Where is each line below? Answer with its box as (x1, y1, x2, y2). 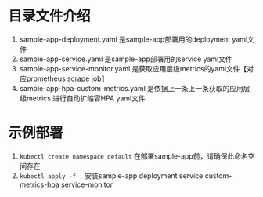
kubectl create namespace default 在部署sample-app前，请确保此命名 (19, 151, 248, 161)
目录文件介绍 (8, 7, 92, 25)
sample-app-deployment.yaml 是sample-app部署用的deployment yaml (19, 35, 248, 44)
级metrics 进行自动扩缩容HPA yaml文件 (19, 93, 146, 103)
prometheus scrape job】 (26, 74, 109, 83)
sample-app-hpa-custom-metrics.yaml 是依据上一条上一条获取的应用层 (19, 83, 250, 93)
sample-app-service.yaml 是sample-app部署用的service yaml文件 (19, 54, 232, 64)
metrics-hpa (19, 180, 60, 189)
